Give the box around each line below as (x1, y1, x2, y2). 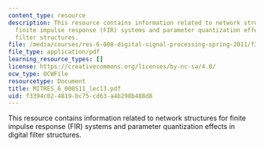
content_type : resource (8, 11, 86, 20)
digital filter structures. (8, 130, 82, 140)
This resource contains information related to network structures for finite (8, 113, 246, 123)
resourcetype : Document (8, 77, 86, 85)
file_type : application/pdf (8, 48, 101, 56)
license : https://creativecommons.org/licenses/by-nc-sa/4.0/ (8, 63, 216, 71)
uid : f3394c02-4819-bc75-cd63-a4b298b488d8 (8, 92, 153, 100)
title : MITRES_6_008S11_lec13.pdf (8, 84, 122, 93)
